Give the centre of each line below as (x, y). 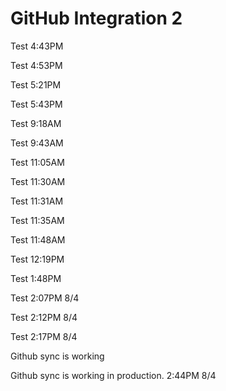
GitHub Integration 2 (96, 18)
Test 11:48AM (38, 239)
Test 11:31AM (37, 201)
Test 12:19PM (37, 259)
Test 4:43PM (37, 46)
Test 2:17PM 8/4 (44, 336)
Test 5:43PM (36, 104)
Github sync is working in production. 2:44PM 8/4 (113, 375)
